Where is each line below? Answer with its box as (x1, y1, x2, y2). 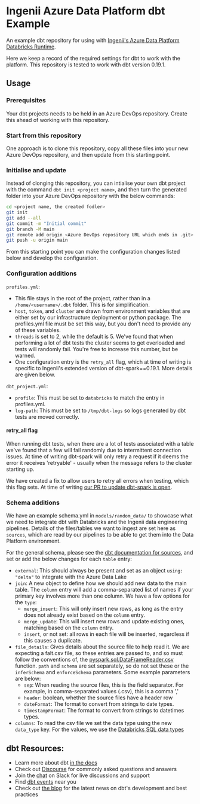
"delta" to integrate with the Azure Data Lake (14, 573, 127, 581)
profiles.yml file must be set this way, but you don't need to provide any (14, 320, 191, 327)
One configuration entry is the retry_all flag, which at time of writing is (14, 358, 192, 366)
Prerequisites (6, 96, 46, 105)
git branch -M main (6, 226, 55, 232)
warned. (14, 352, 36, 359)
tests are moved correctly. (14, 413, 79, 420)
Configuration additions (6, 269, 77, 278)
